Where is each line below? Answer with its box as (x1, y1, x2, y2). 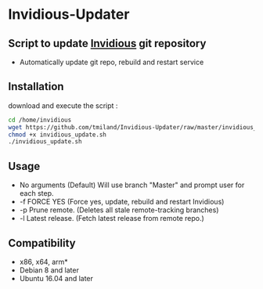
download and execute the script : (8, 100, 118, 110)
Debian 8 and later (19, 265, 80, 275)
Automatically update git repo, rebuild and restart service (19, 57, 204, 67)
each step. (19, 189, 54, 198)
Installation (8, 80, 64, 93)
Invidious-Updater (8, 5, 130, 23)
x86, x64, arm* (19, 257, 68, 266)
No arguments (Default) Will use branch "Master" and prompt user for (19, 180, 245, 190)
